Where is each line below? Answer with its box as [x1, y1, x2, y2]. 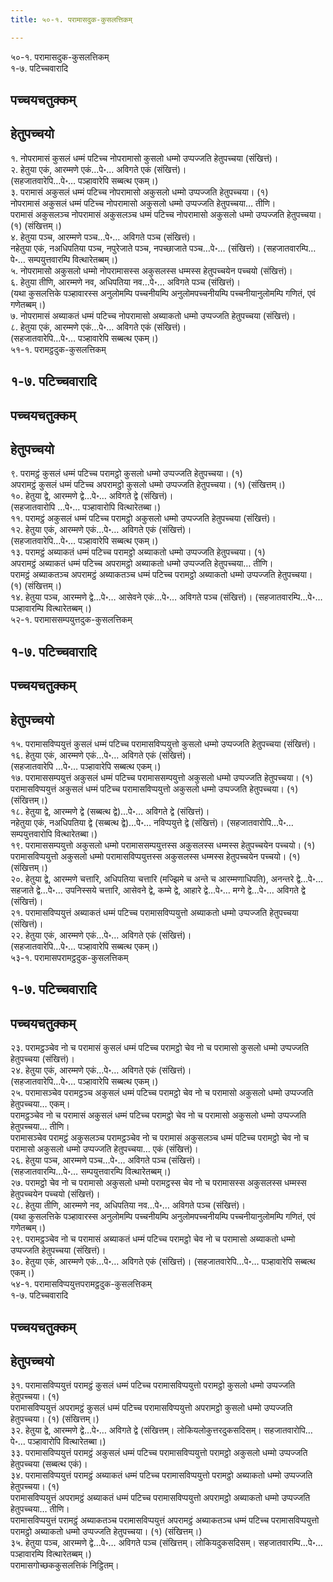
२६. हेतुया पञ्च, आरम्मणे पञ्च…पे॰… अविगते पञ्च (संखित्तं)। [10, 1154, 202, 1166]
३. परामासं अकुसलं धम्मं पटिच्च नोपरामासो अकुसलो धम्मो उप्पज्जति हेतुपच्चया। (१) [10, 186, 269, 198]
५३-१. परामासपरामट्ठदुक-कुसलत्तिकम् [10, 952, 129, 964]
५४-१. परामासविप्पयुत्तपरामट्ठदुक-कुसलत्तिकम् [10, 1278, 152, 1290]
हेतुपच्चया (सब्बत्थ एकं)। [10, 1458, 88, 1470]
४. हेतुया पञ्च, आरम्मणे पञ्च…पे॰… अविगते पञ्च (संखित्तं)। [10, 231, 197, 243]
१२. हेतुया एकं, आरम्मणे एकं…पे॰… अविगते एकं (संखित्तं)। [10, 524, 192, 536]
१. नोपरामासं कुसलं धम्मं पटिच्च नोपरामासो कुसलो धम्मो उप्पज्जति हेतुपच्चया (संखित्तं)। [10, 152, 279, 164]
